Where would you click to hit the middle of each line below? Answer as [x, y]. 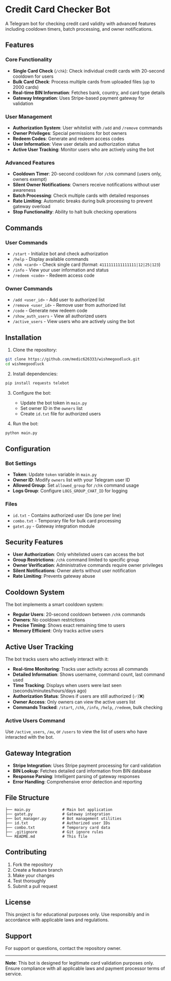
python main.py [21, 433]
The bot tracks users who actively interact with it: [57, 659]
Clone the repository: [35, 350]
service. [14, 974]
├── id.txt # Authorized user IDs [58, 823]
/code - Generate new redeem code [50, 311]
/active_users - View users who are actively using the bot [74, 322]
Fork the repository [33, 864]
